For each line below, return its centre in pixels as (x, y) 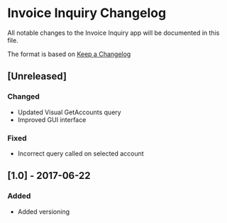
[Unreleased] (37, 76)
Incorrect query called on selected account (81, 153)
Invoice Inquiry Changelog (87, 13)
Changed (24, 97)
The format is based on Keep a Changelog (69, 54)
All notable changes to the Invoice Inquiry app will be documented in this (113, 33)
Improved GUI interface (52, 119)
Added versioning (43, 212)
